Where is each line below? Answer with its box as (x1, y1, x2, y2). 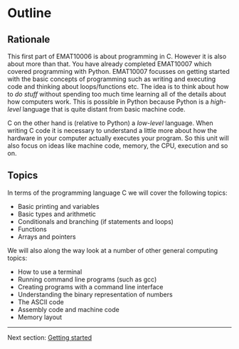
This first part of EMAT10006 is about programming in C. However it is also (7, 52, 227, 60)
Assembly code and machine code (17, 305, 119, 313)
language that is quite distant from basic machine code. (22, 105, 186, 113)
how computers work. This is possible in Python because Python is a (7, 97, 209, 106)
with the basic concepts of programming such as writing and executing (7, 75, 216, 83)
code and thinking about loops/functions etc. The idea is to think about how (7, 82, 229, 90)
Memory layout (17, 313, 63, 321)
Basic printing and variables (17, 202, 100, 210)
